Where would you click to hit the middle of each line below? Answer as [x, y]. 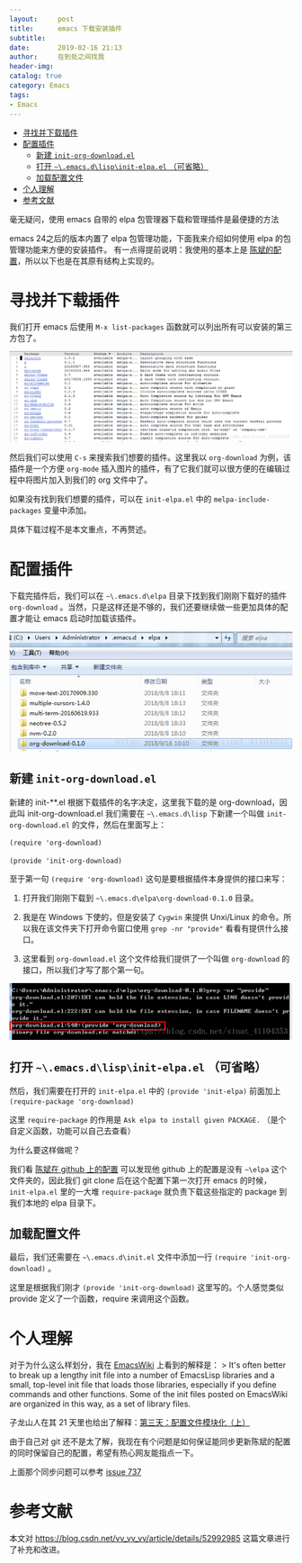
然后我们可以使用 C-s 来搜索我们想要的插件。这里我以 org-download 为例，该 [151, 457]
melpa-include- [242, 500]
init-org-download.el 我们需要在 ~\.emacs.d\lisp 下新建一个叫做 [146, 813]
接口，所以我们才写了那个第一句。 [85, 970]
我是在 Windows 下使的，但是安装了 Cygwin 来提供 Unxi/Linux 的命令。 [153, 917]
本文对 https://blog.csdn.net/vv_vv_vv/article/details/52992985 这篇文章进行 [150, 1539]
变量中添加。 [67, 510]
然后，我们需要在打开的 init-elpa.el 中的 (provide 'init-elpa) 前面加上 [145, 1090]
